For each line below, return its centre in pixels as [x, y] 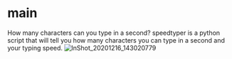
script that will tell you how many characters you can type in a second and [116, 40]
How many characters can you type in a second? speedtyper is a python [114, 33]
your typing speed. [35, 48]
